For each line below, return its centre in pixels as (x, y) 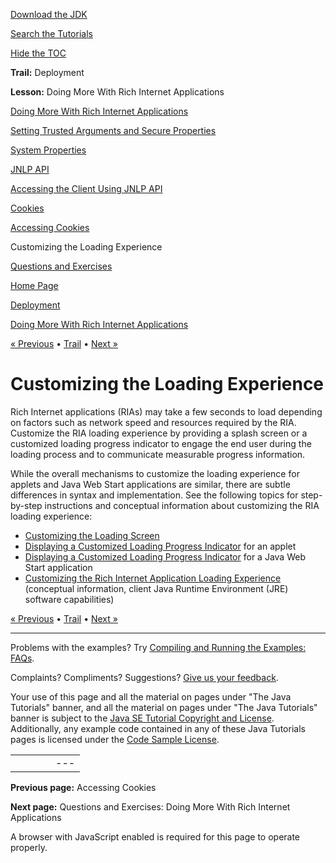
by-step (26, 505)
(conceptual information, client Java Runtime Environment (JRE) (156, 588)
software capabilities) (69, 599)
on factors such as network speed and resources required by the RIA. (153, 422)
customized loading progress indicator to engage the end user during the (161, 443)
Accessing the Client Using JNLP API (86, 188)
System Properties (48, 150)
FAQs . (22, 658)
